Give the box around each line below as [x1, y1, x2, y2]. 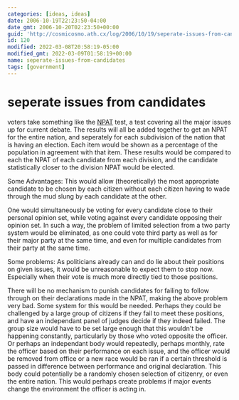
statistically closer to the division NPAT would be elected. [7, 163, 176, 172]
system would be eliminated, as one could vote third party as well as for [7, 228, 218, 237]
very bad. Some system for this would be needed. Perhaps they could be [7, 301, 222, 310]
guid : [7, 30, 23, 38]
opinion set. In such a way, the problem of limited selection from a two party [7, 221, 230, 229]
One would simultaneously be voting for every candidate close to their [7, 206, 213, 214]
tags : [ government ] [7, 63, 65, 70]
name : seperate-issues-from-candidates [7, 57, 126, 64]
